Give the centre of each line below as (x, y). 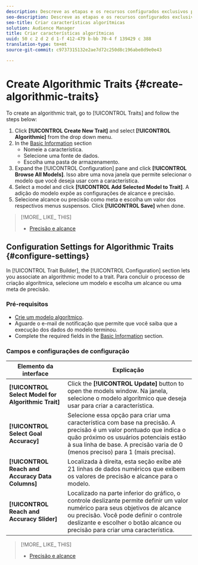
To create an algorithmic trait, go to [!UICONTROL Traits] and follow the (93, 113)
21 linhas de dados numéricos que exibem (126, 469)
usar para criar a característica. (111, 406)
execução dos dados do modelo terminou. (66, 330)
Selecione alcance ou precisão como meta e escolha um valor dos (95, 199)
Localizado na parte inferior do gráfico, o (124, 493)
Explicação (128, 370)
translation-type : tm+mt (37, 45)
